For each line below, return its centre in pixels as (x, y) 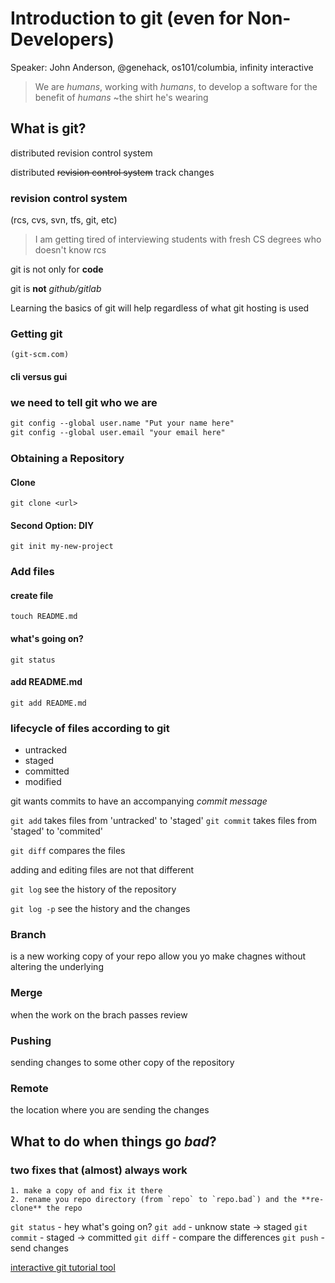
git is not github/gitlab (56, 289)
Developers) (62, 39)
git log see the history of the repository (93, 889)
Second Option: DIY (52, 525)
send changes (39, 1248)
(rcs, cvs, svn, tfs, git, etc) (64, 220)
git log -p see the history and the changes (100, 909)
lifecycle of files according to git (90, 728)
